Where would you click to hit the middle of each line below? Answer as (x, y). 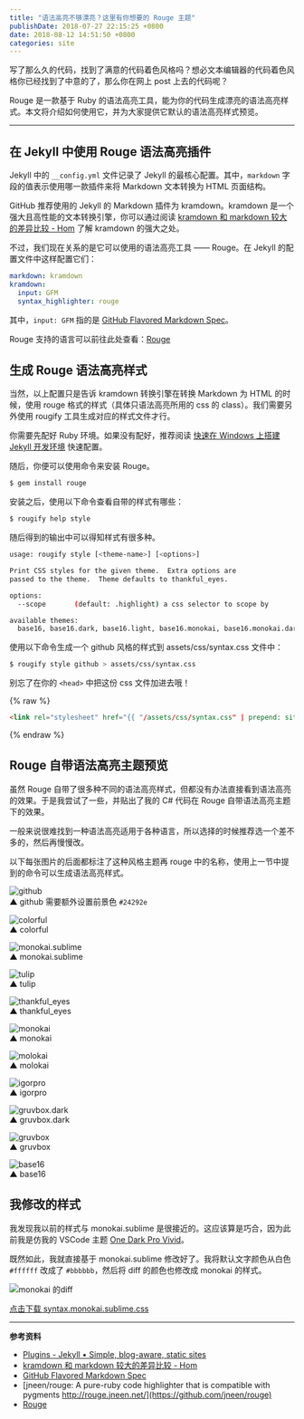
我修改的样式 (45, 1205)
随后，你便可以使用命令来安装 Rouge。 (82, 466)
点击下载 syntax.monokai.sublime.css (79, 1309)
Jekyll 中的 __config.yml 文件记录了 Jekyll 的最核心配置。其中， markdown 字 (150, 175)
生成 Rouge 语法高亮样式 (78, 370)
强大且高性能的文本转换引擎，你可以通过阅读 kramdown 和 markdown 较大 (148, 217)
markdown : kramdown (46, 276)
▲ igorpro (28, 1092)
